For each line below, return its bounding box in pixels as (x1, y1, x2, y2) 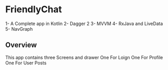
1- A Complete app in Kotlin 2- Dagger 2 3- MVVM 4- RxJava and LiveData (5, 20, 163, 27)
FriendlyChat (5, 4, 62, 15)
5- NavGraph (5, 26, 33, 32)
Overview (5, 41, 37, 50)
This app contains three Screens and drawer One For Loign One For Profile (5, 54, 163, 60)
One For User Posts (5, 60, 47, 66)
